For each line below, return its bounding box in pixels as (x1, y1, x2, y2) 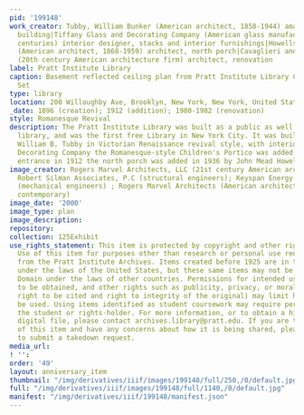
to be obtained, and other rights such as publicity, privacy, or (17, 283, 273, 292)
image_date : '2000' (9, 198, 83, 208)
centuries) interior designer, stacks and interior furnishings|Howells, (17, 38, 301, 48)
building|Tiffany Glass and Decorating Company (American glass (17, 30, 265, 39)
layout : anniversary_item (9, 367, 107, 376)
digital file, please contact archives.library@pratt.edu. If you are (17, 316, 290, 326)
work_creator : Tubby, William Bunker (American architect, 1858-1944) (9, 22, 281, 31)
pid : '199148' (9, 13, 63, 23)
